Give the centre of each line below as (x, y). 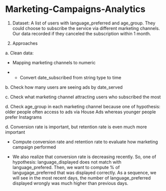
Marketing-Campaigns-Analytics (75, 9)
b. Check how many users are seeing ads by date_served (64, 87)
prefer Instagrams (24, 117)
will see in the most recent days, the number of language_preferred (82, 178)
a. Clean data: (19, 53)
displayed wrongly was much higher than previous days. (70, 183)
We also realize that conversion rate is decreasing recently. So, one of (84, 157)
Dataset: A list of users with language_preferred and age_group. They (84, 23)
